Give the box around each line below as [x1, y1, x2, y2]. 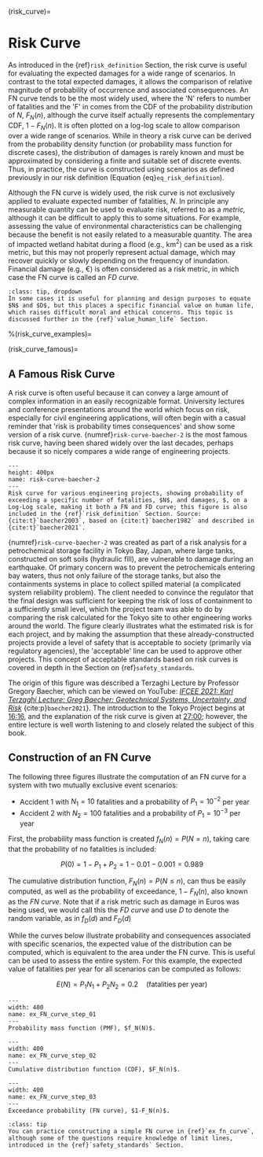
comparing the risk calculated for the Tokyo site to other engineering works [8, 613, 253, 622]
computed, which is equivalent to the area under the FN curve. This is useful [8, 947, 255, 956]
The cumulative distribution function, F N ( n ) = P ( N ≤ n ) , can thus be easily [8, 876, 247, 888]
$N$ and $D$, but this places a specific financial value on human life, [8, 302, 255, 310]
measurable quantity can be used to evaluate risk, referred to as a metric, [8, 205, 246, 214]
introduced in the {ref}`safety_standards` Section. [8, 1140, 184, 1149]
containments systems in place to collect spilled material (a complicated [8, 580, 241, 588]
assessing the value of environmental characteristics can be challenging [8, 221, 242, 230]
